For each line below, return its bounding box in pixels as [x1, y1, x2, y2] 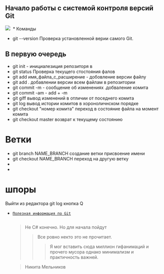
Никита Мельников [24, 263, 66, 269]
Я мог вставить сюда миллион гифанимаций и [49, 243, 149, 249]
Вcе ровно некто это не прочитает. [37, 233, 112, 239]
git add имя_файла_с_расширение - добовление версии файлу [12, 73, 146, 79]
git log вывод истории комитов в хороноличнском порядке [12, 100, 139, 106]
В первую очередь [5, 50, 66, 58]
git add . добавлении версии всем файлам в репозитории [12, 79, 135, 85]
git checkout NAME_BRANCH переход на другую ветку [12, 155, 129, 161]
